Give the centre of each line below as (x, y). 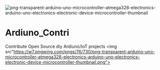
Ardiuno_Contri (37, 33)
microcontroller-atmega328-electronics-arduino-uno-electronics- (73, 57)
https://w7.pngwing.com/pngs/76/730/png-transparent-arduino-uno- (84, 51)
